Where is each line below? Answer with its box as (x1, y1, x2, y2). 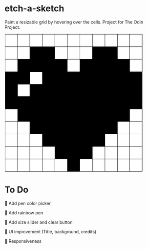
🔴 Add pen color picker (4, 200, 51, 206)
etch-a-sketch (4, 3, 64, 14)
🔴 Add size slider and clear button (4, 219, 73, 225)
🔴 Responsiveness (4, 238, 42, 244)
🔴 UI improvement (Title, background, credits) (4, 228, 97, 234)
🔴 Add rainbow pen (4, 209, 43, 215)
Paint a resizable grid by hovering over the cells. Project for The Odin (4, 19, 144, 25)
